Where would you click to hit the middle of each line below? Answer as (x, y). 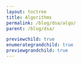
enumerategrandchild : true (40, 45)
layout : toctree (26, 12)
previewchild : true (31, 40)
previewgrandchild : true (37, 51)
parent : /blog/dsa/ (31, 28)
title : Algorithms (29, 17)
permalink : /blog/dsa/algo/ (41, 23)
